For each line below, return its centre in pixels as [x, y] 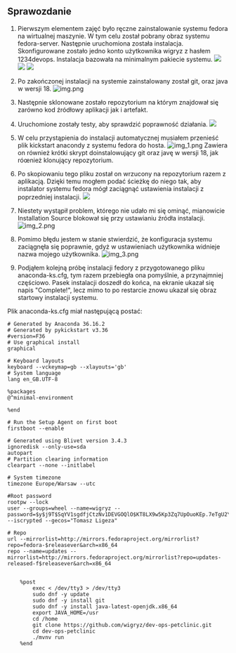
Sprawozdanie [39, 12]
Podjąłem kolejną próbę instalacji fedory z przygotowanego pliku [111, 268]
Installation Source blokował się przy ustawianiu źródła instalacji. [111, 218]
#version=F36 [26, 336]
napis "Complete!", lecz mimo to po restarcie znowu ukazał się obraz [117, 290]
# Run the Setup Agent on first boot [63, 422]
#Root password [29, 496]
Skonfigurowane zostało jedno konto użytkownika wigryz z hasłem [114, 51]
